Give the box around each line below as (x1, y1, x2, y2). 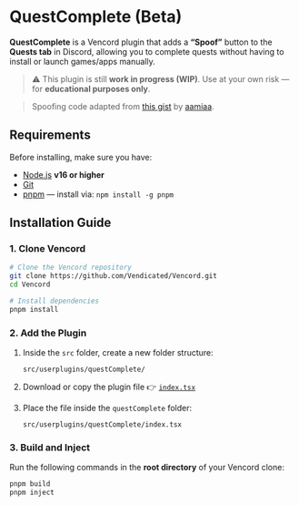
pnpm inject (9, 488, 55, 498)
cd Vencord (9, 280, 51, 289)
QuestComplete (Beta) (9, 6, 183, 27)
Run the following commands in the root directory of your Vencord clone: (9, 462, 284, 473)
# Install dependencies (9, 296, 100, 306)
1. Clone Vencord (9, 243, 86, 255)
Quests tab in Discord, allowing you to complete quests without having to (9, 46, 284, 57)
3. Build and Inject (9, 441, 91, 454)
